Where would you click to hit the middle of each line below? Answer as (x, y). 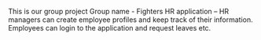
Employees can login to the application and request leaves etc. (110, 28)
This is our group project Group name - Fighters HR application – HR (119, 11)
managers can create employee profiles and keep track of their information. (130, 20)
